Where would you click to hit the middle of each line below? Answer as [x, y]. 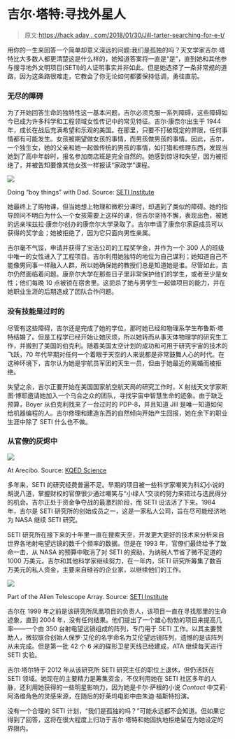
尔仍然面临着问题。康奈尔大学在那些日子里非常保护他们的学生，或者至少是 [114, 274]
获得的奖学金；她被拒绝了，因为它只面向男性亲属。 [81, 233]
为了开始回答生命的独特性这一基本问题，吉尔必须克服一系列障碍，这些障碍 [114, 113]
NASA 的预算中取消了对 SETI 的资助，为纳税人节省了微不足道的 [131, 552]
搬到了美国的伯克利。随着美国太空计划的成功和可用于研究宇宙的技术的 [127, 345]
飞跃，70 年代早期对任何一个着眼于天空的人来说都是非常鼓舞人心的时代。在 [116, 354]
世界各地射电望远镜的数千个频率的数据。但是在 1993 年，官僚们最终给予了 [114, 543]
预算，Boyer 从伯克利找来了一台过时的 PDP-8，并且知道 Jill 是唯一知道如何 [115, 404]
